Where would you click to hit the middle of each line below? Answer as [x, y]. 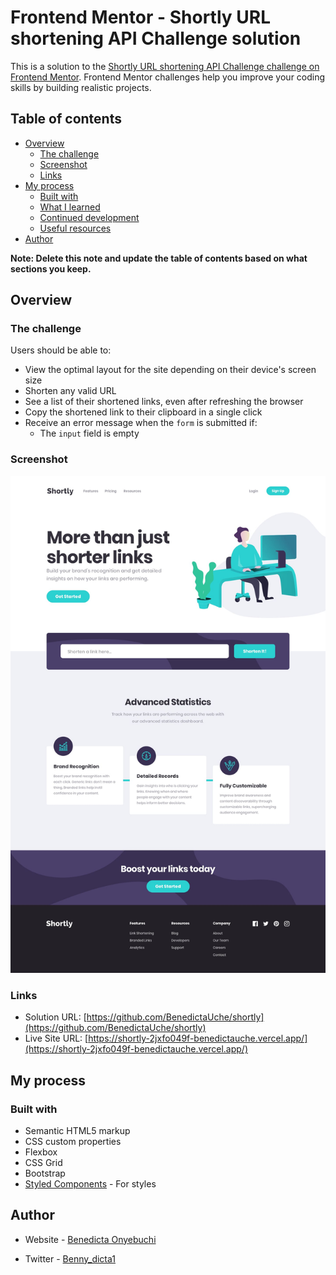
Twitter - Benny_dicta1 [70, 1258]
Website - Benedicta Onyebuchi [90, 1239]
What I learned [70, 207]
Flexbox [41, 1152]
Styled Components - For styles [90, 1183]
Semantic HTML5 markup [77, 1130]
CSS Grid [43, 1162]
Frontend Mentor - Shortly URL [140, 17]
